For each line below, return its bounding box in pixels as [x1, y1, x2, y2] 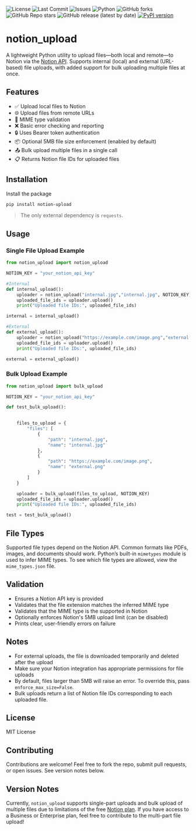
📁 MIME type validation [14, 116, 71, 123]
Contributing [6, 745, 54, 755]
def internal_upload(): [6, 286, 64, 292]
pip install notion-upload [6, 201, 72, 207]
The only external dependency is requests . [20, 212, 124, 219]
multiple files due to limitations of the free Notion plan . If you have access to [6, 806, 190, 813]
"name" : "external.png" [47, 464, 106, 470]
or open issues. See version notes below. [6, 767, 105, 774]
